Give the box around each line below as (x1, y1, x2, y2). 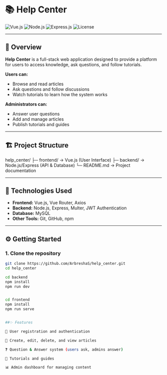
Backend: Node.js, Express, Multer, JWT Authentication (12, 205, 127, 211)
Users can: (5, 71, 28, 77)
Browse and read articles (12, 81, 64, 87)
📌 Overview (5, 43, 42, 51)
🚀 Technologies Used (5, 187, 72, 195)
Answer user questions (12, 111, 60, 117)
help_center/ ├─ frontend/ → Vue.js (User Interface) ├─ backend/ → (5, 157, 145, 163)
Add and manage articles (12, 116, 64, 122)
